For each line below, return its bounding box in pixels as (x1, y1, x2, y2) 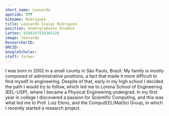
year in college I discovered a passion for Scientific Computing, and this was (5, 94, 164, 100)
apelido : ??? (5, 12, 33, 17)
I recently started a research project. (5, 105, 81, 111)
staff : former (5, 54, 35, 59)
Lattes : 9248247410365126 (5, 31, 59, 36)
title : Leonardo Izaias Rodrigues (5, 21, 78, 27)
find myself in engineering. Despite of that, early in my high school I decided (5, 78, 163, 84)
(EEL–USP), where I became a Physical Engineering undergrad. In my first (5, 89, 157, 95)
